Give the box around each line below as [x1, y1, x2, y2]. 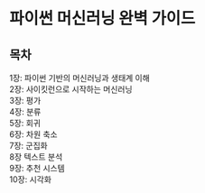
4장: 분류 [9, 106, 42, 117]
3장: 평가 [9, 96, 42, 106]
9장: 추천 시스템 [9, 163, 65, 173]
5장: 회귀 [9, 118, 41, 128]
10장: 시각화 [9, 174, 52, 185]
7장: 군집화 [9, 141, 48, 151]
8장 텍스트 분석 [9, 152, 63, 162]
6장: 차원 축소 [9, 129, 58, 140]
